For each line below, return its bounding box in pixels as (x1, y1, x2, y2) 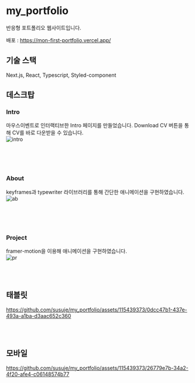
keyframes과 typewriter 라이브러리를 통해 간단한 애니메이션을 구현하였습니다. (6, 188, 184, 195)
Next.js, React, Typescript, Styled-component (6, 72, 117, 79)
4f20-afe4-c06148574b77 (6, 371, 70, 378)
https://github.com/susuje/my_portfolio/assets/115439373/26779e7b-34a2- (6, 364, 189, 371)
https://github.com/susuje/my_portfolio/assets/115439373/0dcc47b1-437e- (6, 306, 187, 313)
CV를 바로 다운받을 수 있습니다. (12, 129, 84, 136)
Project (6, 233, 28, 242)
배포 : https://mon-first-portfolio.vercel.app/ (6, 36, 111, 43)
